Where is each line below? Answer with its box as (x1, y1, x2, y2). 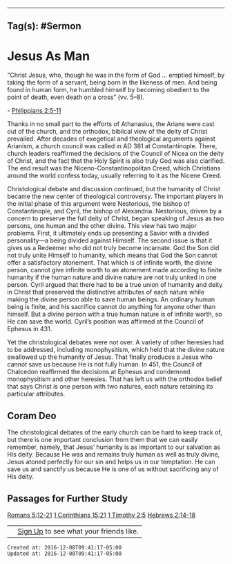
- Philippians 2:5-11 (7, 107, 61, 115)
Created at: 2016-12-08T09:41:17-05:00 (7, 544, 122, 551)
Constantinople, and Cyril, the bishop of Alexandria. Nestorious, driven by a (7, 207, 222, 215)
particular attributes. (7, 389, 66, 398)
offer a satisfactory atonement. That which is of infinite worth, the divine (7, 258, 213, 267)
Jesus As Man (7, 48, 90, 64)
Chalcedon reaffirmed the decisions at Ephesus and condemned (7, 368, 191, 376)
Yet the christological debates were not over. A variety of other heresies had (7, 338, 224, 346)
